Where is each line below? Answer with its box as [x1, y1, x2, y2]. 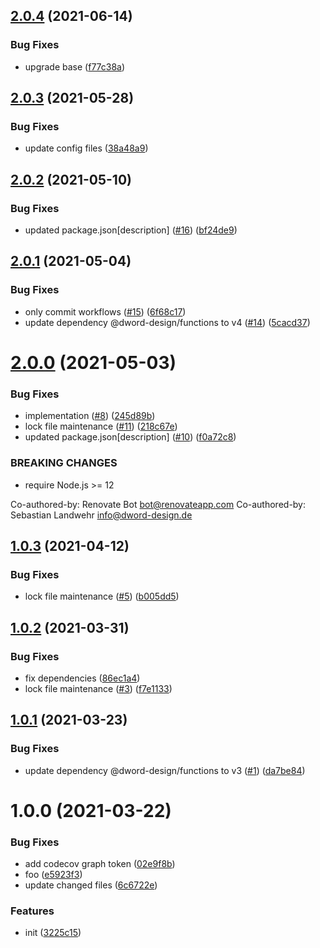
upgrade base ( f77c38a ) [24, 60, 126, 73]
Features [10, 904, 55, 918]
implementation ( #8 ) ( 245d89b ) [24, 410, 156, 422]
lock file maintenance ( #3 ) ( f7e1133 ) [24, 682, 173, 694]
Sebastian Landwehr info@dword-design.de [10, 509, 193, 521]
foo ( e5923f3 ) [24, 869, 83, 881]
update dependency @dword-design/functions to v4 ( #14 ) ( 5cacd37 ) [24, 316, 311, 328]
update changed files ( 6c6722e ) [24, 879, 158, 891]
